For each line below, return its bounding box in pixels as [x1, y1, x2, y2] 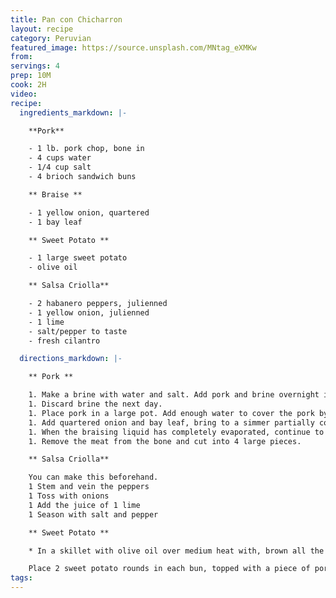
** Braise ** [28, 189, 83, 200]
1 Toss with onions [28, 491, 110, 501]
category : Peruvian [10, 33, 92, 43]
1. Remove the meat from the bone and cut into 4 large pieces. [28, 436, 302, 446]
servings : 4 [10, 61, 60, 71]
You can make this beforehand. [28, 472, 159, 483]
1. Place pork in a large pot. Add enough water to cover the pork [28, 408, 315, 418]
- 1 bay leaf [28, 217, 83, 227]
